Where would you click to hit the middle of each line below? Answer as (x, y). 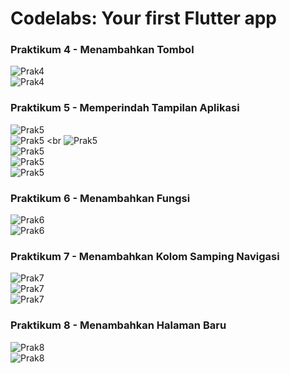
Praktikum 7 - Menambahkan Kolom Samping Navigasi (145, 256)
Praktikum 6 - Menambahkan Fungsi (100, 198)
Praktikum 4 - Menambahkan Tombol (102, 50)
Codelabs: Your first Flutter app (144, 18)
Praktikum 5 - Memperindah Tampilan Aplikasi (125, 108)
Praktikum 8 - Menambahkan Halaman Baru (118, 325)
